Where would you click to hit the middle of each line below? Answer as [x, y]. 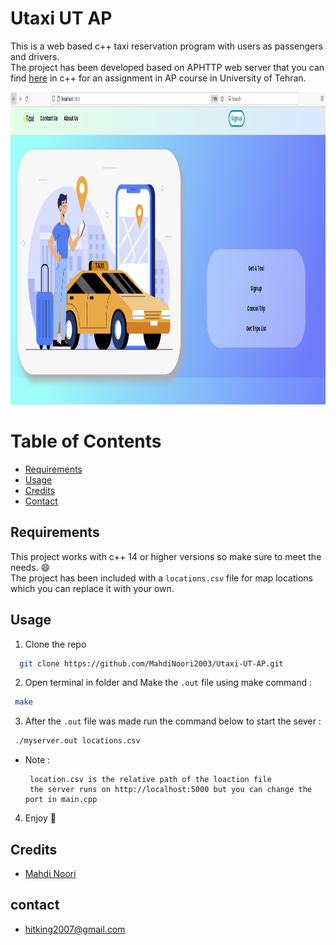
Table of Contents [86, 441]
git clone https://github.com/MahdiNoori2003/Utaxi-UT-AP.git [151, 663]
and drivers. [35, 56]
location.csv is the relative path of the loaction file [150, 780]
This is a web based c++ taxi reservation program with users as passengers [166, 46]
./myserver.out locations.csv [77, 741]
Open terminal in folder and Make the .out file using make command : [168, 683]
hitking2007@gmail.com [75, 929]
